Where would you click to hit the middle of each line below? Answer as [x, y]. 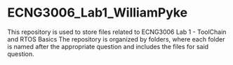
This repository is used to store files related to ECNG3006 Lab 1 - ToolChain [117, 32]
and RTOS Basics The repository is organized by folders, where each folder [116, 39]
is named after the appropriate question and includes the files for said [108, 46]
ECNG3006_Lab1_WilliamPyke [98, 13]
